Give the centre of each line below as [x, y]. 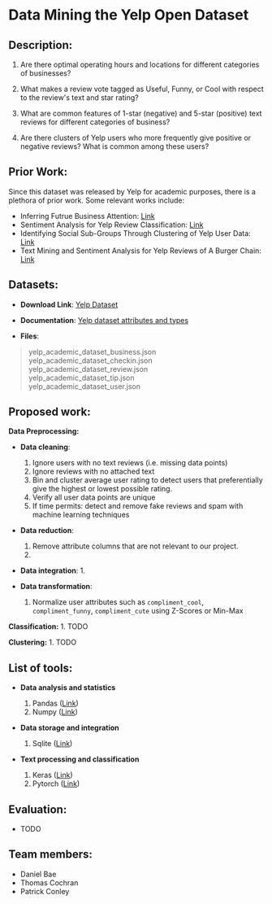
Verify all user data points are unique [94, 497]
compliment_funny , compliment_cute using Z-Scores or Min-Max [138, 611]
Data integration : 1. [52, 570]
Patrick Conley [45, 891]
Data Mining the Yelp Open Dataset [129, 15]
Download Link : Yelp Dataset [69, 304]
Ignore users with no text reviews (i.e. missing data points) [130, 463]
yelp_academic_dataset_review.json [88, 369]
